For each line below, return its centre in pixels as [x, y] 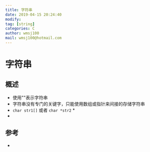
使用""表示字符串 [30, 97]
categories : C [20, 29]
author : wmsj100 [22, 33]
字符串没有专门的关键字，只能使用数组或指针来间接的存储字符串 [79, 104]
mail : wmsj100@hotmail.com [33, 38]
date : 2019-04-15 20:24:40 [33, 15]
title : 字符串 [19, 10]
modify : [13, 19]
